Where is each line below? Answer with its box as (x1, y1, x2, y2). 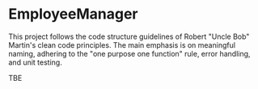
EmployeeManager (8, 5, 138, 23)
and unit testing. (8, 57, 62, 67)
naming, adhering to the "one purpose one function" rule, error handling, (8, 49, 251, 58)
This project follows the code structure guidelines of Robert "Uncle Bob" (8, 32, 250, 41)
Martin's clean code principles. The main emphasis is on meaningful (8, 40, 236, 49)
